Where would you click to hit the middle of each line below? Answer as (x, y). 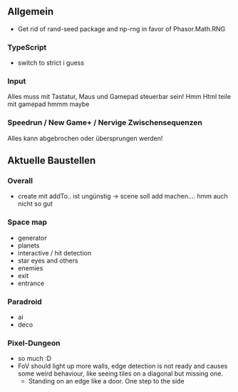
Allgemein (31, 12)
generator (32, 238)
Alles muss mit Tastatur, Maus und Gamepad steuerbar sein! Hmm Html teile (119, 97)
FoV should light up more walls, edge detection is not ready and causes (123, 366)
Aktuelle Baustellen (52, 160)
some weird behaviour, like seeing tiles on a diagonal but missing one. (120, 374)
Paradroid (25, 302)
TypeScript (27, 47)
